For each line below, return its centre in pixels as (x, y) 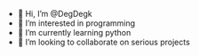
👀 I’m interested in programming (76, 23)
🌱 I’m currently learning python (74, 32)
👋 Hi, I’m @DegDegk (55, 14)
